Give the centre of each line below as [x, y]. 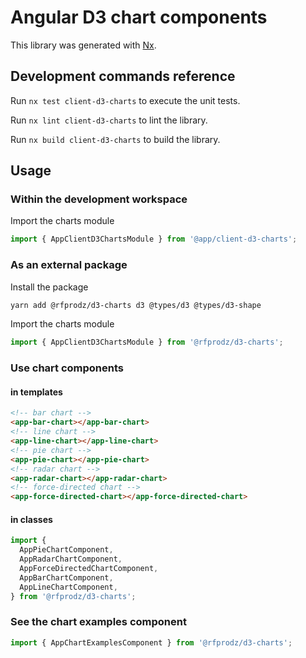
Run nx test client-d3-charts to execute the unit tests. [125, 100]
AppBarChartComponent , [66, 577]
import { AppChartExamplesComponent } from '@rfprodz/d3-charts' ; [151, 642]
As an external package [69, 265]
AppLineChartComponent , [68, 587]
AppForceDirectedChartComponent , [89, 569]
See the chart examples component [98, 622]
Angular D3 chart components [139, 17]
